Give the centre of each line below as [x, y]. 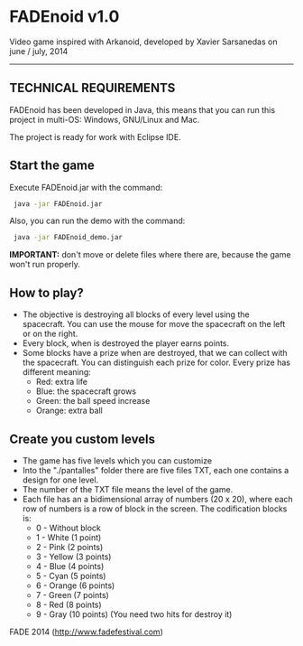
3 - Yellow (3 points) [73, 557]
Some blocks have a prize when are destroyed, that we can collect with [155, 353]
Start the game [52, 166]
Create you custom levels [83, 439]
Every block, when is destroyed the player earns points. [126, 343]
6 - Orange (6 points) [75, 585]
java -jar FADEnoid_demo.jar [68, 238]
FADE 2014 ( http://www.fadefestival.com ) [87, 632]
